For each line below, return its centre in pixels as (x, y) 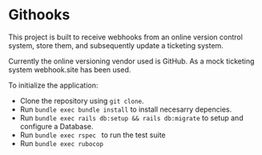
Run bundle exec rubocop (62, 143)
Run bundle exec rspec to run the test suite (93, 135)
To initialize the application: (53, 85)
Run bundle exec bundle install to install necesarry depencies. (126, 109)
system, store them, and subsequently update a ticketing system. (116, 45)
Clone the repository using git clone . (82, 100)
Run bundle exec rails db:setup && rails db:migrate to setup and (131, 117)
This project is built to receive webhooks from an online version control (125, 37)
